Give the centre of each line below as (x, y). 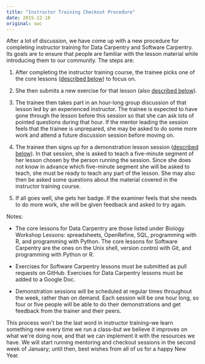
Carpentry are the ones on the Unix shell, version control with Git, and (103, 248)
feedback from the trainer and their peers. (68, 311)
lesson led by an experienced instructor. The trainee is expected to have (106, 109)
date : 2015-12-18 (28, 18)
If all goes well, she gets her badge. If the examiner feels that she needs (106, 198)
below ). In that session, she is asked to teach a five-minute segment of (104, 153)
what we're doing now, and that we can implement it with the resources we (101, 336)
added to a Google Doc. (45, 279)
